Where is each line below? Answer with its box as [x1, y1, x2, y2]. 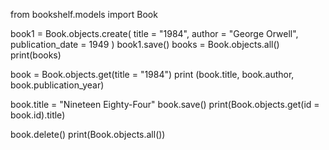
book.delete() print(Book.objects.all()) [10, 129, 166, 140]
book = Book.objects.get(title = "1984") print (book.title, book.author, [10, 69, 295, 80]
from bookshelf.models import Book [10, 9, 158, 20]
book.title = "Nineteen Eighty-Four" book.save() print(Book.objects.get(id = [10, 99, 320, 110]
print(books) [10, 49, 62, 61]
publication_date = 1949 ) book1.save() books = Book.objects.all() [10, 39, 280, 50]
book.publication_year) [10, 79, 105, 91]
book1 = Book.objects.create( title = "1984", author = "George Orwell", [10, 28, 299, 39]
